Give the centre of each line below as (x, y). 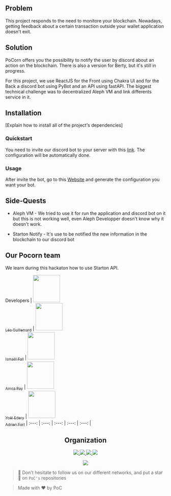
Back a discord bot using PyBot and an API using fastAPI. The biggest (78, 86)
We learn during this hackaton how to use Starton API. (62, 268)
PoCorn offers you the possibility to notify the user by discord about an (80, 60)
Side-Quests (26, 201)
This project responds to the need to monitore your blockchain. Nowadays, (84, 20)
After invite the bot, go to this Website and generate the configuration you (82, 180)
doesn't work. (27, 224)
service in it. (18, 97)
